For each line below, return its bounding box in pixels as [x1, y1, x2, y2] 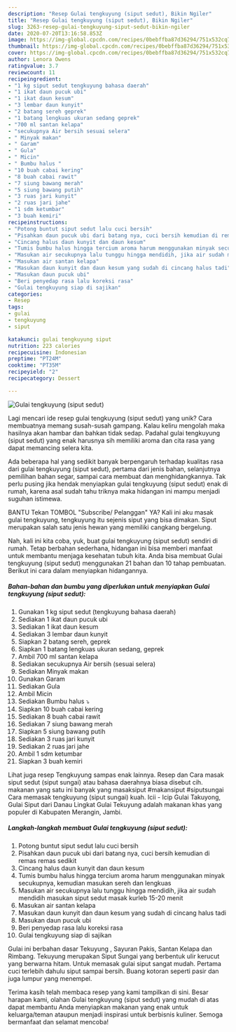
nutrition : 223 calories [8, 342, 81, 349]
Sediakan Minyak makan [18, 667, 89, 675]
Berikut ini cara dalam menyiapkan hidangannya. [8, 566, 148, 575]
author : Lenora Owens [8, 56, 71, 63]
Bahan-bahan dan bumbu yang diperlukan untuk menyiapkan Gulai [8, 583, 210, 591]
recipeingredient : [8, 75, 62, 83]
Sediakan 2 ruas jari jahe [18, 742, 90, 750]
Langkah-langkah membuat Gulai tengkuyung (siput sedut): [8, 824, 188, 832]
